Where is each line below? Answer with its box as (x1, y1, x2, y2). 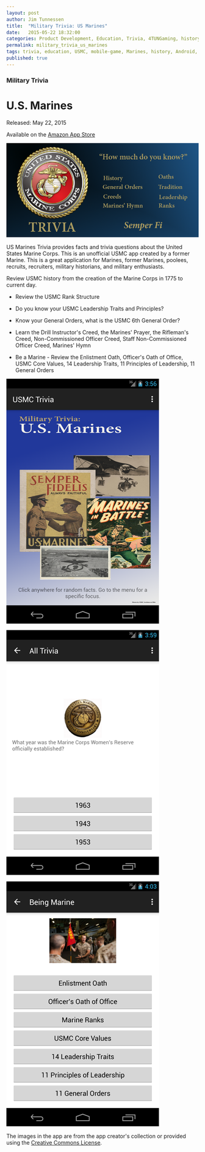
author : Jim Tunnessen (6, 16, 64, 23)
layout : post (6, 10, 40, 16)
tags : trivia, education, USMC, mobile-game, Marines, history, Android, (6, 49, 198, 55)
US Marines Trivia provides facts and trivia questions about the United (6, 243, 183, 250)
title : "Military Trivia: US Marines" (6, 23, 108, 29)
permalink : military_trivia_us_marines (6, 42, 108, 48)
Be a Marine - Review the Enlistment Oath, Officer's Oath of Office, (15, 353, 184, 361)
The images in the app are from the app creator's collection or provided (6, 1132, 186, 1140)
